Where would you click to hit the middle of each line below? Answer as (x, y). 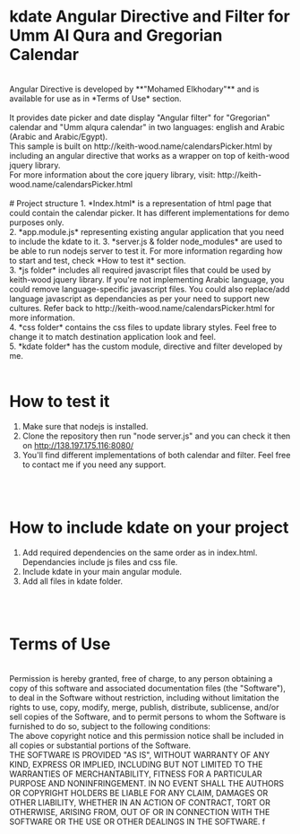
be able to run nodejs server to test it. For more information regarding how (146, 251)
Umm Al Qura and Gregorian (116, 35)
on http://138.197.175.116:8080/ (78, 445)
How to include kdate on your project (149, 528)
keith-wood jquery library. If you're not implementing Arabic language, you (147, 279)
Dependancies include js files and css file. (100, 561)
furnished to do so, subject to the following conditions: (110, 726)
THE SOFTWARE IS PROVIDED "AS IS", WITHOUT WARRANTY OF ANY (140, 754)
